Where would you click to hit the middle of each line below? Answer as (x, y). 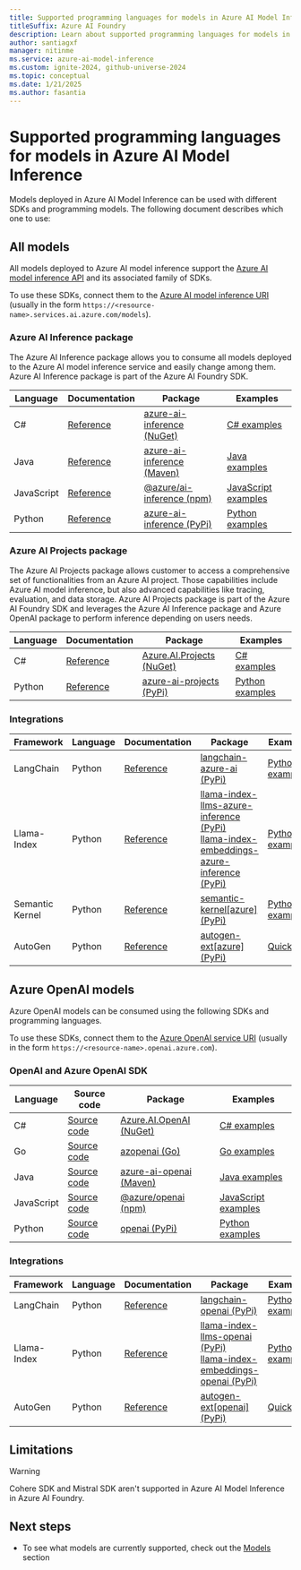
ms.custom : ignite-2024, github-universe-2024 (98, 68)
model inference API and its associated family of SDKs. (111, 278)
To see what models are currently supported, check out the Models (146, 1548)
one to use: (30, 219)
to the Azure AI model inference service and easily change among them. (142, 366)
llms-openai (226, 1336)
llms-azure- (227, 805)
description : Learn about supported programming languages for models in (150, 34)
